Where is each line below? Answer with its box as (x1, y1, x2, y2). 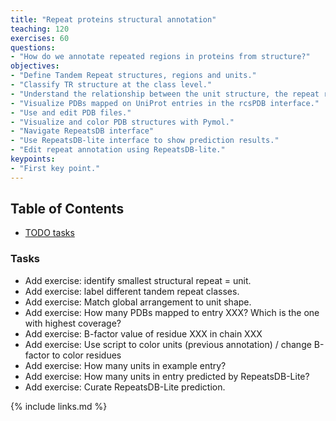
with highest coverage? (24, 317, 122, 329)
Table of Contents (10, 201, 125, 218)
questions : (10, 42, 56, 53)
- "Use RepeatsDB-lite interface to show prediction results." (10, 136, 280, 146)
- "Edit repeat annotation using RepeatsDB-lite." (10, 145, 226, 155)
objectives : (10, 61, 60, 71)
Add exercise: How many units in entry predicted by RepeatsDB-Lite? (24, 370, 310, 382)
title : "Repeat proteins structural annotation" (10, 14, 217, 25)
